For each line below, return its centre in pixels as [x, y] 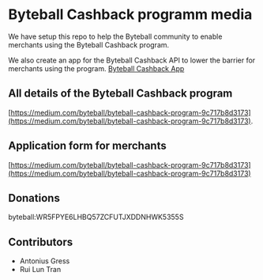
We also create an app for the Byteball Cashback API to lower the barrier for [132, 60]
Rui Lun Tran [40, 270]
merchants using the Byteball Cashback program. [89, 44]
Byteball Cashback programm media [130, 15]
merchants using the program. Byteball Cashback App [96, 68]
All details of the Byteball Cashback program [120, 94]
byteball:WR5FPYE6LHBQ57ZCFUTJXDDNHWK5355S [96, 217]
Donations [34, 198]
